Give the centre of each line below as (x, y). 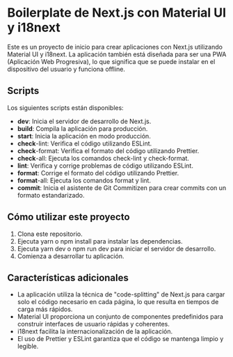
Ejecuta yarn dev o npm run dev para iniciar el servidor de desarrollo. (116, 248)
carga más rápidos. (45, 309)
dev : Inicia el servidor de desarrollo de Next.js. (84, 121)
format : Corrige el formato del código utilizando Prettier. (98, 173)
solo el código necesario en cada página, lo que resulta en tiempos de (118, 302)
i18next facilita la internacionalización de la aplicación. (95, 331)
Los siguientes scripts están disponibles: (65, 108)
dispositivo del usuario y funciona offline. (66, 69)
